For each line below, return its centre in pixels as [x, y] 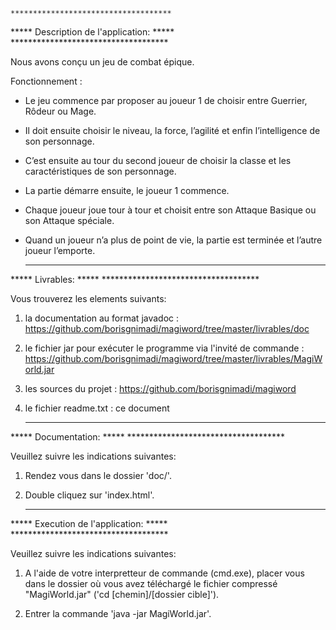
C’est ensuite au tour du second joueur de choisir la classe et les [158, 160]
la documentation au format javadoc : [102, 318]
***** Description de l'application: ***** [92, 32]
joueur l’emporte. [60, 250]
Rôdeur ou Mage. [60, 111]
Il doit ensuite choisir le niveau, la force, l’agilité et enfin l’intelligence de [172, 130]
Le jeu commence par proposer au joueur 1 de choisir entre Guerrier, [166, 100]
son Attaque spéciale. [69, 220]
